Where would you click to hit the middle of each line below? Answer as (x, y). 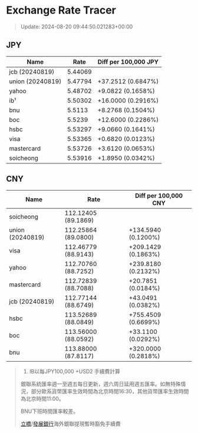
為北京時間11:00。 (42, 398)
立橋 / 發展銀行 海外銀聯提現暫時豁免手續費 (70, 424)
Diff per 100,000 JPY (128, 61)
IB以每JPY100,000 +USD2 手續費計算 (75, 371)
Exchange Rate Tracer (61, 10)
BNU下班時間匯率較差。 (49, 411)
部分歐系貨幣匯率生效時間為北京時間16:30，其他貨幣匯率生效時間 (110, 391)
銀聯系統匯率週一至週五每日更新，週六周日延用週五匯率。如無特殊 (100, 383)
